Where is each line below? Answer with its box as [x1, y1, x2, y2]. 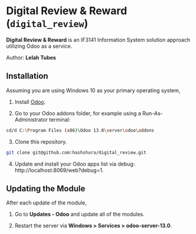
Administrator [14, 116, 48, 123]
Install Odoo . [14, 98, 46, 105]
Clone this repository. [14, 138, 67, 145]
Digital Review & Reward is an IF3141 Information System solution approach [6, 36, 191, 43]
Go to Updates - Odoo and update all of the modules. [14, 211, 145, 218]
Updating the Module [6, 183, 86, 193]
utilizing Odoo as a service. [6, 43, 73, 50]
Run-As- [142, 109, 164, 116]
